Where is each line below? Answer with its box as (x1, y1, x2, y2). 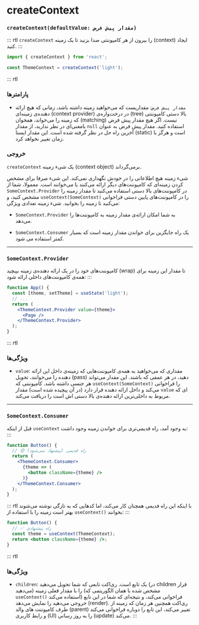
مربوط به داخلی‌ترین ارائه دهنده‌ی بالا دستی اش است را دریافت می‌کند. (15, 393, 171, 400)
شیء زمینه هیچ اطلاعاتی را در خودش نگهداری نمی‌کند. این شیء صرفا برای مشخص (6, 175, 188, 182)
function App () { (6, 285, 50, 291)
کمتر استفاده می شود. (15, 235, 64, 242)
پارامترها (6, 90, 29, 98)
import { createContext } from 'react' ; (6, 54, 108, 60)
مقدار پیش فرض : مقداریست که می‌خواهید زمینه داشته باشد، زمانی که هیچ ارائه (15, 104, 187, 111)
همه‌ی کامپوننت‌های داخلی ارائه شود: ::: (6, 274, 92, 281)
